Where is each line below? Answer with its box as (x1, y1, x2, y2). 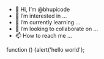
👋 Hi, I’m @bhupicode (15, 6, 70, 13)
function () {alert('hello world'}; (6, 46, 85, 53)
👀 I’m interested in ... (15, 12, 67, 19)
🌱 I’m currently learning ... (15, 19, 81, 26)
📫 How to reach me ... (15, 32, 72, 39)
